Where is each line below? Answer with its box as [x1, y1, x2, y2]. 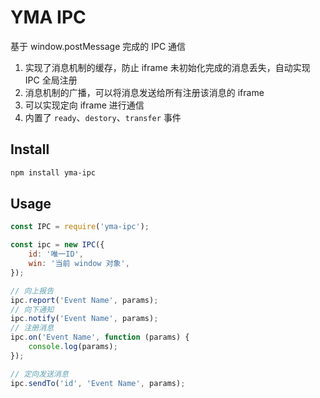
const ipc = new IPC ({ [10, 240, 105, 250]
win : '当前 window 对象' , [28, 259, 130, 269]
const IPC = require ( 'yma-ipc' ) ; [10, 222, 150, 232]
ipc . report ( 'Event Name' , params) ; [10, 295, 159, 305]
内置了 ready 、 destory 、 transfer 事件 [24, 111, 182, 123]
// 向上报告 [10, 286, 55, 296]
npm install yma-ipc [10, 167, 97, 178]
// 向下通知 [10, 304, 55, 315]
